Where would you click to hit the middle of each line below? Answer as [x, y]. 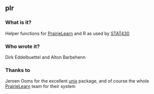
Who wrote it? [22, 46]
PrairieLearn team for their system [40, 86]
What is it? [18, 22]
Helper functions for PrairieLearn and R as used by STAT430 [67, 33]
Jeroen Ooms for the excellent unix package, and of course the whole [77, 81]
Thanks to [18, 70]
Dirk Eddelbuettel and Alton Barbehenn [45, 57]
